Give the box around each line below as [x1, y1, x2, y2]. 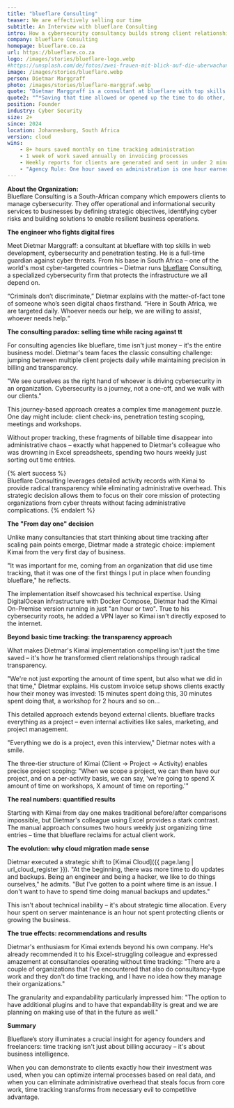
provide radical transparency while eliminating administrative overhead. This [7, 483, 226, 492]
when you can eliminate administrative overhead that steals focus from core [7, 1077, 225, 1086]
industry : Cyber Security [7, 107, 82, 114]
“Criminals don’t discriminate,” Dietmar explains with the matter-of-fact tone [7, 292, 226, 300]
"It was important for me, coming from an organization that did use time [7, 561, 213, 570]
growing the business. [7, 915, 71, 923]
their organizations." [7, 979, 65, 988]
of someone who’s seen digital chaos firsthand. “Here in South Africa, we [7, 299, 217, 307]
